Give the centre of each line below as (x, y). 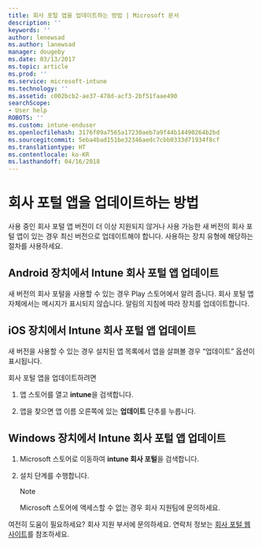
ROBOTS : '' (26, 118)
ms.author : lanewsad (42, 45)
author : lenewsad (37, 37)
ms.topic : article (38, 67)
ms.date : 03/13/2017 (42, 60)
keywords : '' (30, 30)
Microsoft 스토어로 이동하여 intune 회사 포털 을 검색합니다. (109, 459)
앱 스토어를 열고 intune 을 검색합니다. (76, 394)
